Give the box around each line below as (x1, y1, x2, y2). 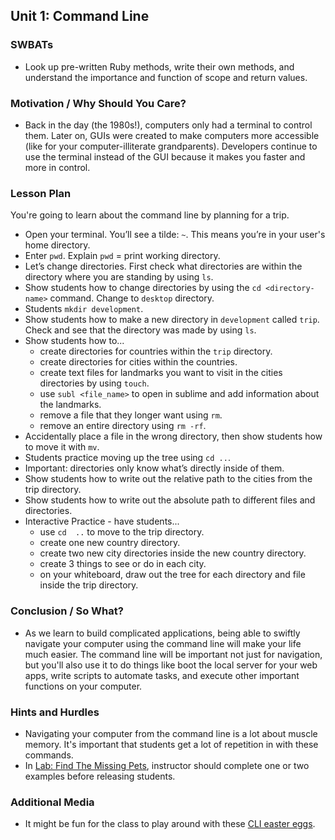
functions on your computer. (24, 680, 143, 692)
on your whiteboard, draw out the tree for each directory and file (39, 569, 306, 581)
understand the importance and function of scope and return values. (24, 71, 308, 83)
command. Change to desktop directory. (49, 292, 215, 304)
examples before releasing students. (24, 770, 176, 782)
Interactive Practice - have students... (24, 515, 180, 528)
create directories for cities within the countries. (39, 356, 238, 368)
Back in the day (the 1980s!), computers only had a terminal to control (24, 119, 313, 131)
